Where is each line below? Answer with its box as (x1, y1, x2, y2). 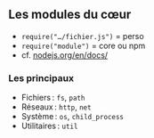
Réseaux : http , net (20, 101, 92, 112)
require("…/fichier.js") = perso (20, 30, 144, 41)
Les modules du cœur (8, 7, 132, 22)
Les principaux (8, 71, 75, 84)
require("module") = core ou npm (20, 40, 146, 51)
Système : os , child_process (20, 111, 124, 122)
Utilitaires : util (20, 120, 78, 132)
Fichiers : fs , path (20, 93, 85, 103)
